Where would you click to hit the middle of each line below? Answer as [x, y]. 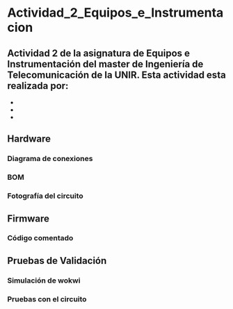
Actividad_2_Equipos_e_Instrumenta [115, 13]
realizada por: [38, 86]
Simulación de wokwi [44, 281]
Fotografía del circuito [45, 196]
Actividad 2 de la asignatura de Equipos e [98, 53]
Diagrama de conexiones [50, 159]
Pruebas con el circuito [47, 299]
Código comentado [40, 238]
